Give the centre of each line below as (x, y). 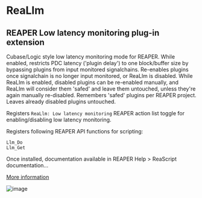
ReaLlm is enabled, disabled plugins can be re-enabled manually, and (93, 82)
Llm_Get (16, 148)
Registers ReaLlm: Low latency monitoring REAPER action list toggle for (96, 113)
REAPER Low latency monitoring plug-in (83, 33)
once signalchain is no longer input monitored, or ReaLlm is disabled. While (99, 76)
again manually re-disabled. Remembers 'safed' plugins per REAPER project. (102, 95)
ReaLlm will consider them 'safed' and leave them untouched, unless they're (101, 89)
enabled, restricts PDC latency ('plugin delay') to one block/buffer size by (97, 63)
